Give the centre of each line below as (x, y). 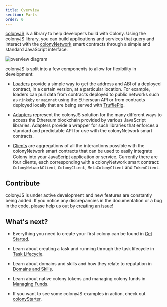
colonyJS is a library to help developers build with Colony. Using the (76, 34)
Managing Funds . (30, 284)
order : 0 (14, 19)
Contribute (23, 183)
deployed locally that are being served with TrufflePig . (68, 105)
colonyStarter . (27, 299)
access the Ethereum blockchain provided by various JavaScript (79, 120)
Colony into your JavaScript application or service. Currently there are (85, 157)
